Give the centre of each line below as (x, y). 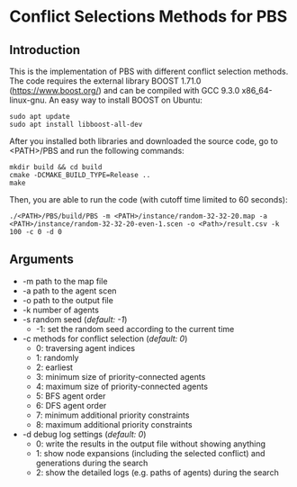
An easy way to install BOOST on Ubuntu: (126, 100)
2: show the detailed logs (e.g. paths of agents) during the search (157, 472)
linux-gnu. (28, 100)
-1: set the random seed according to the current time (135, 329)
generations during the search (92, 463)
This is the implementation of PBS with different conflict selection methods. (149, 71)
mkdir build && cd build (56, 167)
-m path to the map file (65, 281)
